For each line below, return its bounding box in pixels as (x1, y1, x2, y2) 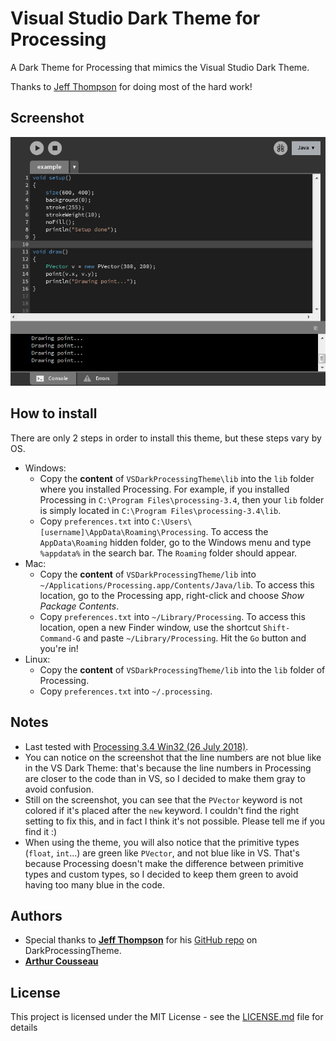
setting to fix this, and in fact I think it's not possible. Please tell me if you (24, 815, 326, 827)
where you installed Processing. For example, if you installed (39, 483, 290, 495)
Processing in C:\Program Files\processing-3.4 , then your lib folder (39, 493, 325, 506)
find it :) (24, 825, 58, 837)
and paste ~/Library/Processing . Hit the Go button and (82, 632, 307, 644)
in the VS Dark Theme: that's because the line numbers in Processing (24, 762, 312, 774)
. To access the (205, 525, 269, 537)
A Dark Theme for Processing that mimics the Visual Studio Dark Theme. (10, 61, 310, 73)
